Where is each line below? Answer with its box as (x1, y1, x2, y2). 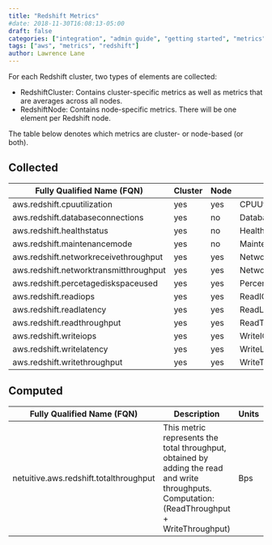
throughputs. (163, 483, 212, 494)
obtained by (163, 452, 209, 463)
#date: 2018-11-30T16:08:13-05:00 (8, 19, 125, 28)
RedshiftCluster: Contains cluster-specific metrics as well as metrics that (19, 87, 263, 97)
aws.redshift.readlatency (12, 304, 107, 315)
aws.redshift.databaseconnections (12, 211, 144, 223)
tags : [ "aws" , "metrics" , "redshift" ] (8, 42, 139, 50)
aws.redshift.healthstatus (12, 224, 109, 236)
